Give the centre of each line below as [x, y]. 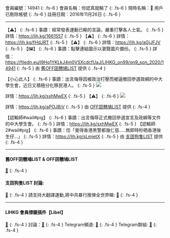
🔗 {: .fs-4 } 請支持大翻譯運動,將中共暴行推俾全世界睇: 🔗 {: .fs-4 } [72, 195]
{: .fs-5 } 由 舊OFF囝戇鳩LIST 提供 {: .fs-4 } [61, 68]
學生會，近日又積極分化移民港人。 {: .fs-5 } [50, 85]
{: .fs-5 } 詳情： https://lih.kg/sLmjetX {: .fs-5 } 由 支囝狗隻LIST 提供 [93, 136]
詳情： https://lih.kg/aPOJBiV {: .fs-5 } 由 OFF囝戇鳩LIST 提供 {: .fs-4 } [78, 107]
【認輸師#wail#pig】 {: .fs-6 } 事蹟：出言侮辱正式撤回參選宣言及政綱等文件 [83, 117]
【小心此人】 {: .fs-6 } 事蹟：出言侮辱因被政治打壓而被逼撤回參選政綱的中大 [84, 79]
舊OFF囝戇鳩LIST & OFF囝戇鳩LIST [41, 159]
